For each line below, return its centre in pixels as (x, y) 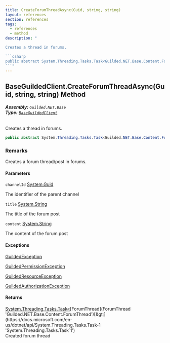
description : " (21, 39)
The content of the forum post (37, 234)
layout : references (26, 15)
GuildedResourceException (34, 276)
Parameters (18, 173)
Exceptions (17, 245)
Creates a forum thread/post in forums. (46, 162)
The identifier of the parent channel (42, 194)
